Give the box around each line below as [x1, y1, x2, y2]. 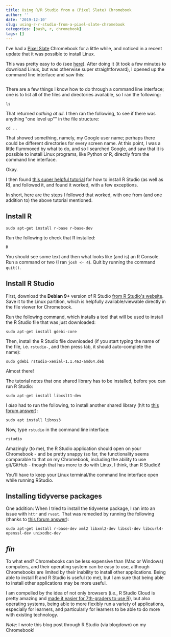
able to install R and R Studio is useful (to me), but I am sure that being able [6, 574, 164, 581]
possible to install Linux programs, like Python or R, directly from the [6, 151, 150, 157]
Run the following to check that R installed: [6, 234, 96, 241]
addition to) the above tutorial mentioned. [6, 197, 93, 203]
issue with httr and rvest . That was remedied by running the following [6, 511, 155, 517]
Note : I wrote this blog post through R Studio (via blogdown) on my [6, 622, 146, 628]
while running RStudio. [6, 477, 54, 483]
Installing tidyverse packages [6, 492, 103, 501]
